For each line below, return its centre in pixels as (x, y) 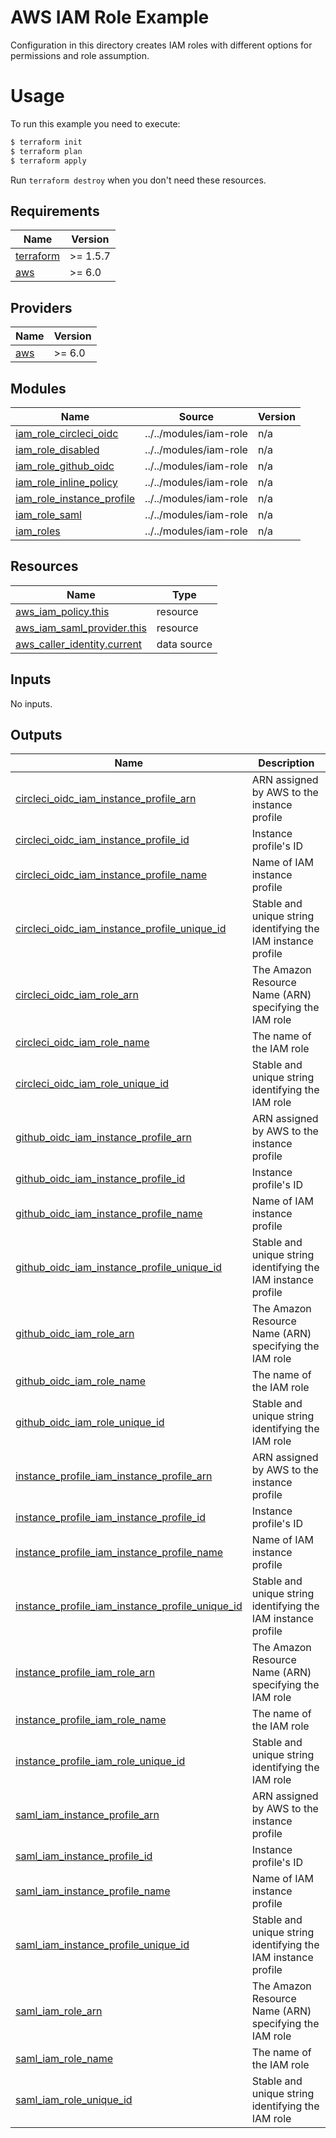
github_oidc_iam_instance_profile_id (100, 1179)
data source (184, 644)
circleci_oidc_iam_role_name (82, 1043)
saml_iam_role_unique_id (74, 2100)
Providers (41, 307)
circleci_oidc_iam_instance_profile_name (111, 875)
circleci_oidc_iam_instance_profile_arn (106, 799)
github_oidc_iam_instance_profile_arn (103, 1138)
